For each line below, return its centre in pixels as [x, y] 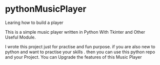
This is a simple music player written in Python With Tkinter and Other [75, 32]
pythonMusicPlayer [46, 9]
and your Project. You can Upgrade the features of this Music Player [74, 57]
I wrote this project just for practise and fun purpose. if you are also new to [80, 46]
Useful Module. [20, 37]
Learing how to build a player [34, 22]
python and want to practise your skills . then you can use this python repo [80, 52]
